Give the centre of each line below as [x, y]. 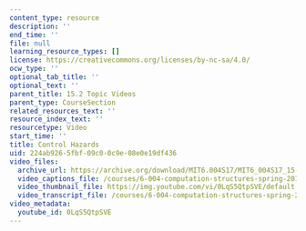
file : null [30, 43]
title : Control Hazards [55, 145]
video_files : [34, 161]
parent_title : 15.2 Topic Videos [73, 94]
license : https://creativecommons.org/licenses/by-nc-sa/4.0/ [130, 60]
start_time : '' [38, 136]
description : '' [40, 26]
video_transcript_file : [62, 196]
